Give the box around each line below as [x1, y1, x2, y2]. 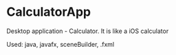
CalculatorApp [6, 4, 91, 20]
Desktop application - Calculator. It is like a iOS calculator [6, 27, 169, 35]
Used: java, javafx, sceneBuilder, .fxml [6, 40, 115, 48]
